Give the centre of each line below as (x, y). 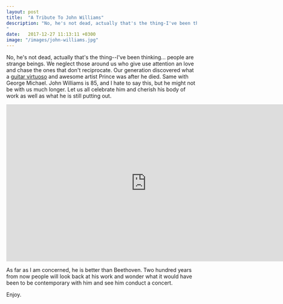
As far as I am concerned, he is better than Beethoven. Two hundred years (99, 270)
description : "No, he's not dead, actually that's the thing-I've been (98, 23)
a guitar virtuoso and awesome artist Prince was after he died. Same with (97, 77)
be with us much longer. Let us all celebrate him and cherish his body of (96, 89)
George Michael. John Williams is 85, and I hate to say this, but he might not (101, 83)
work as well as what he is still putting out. (59, 96)
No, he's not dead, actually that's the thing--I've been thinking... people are (100, 57)
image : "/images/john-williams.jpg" (52, 40)
